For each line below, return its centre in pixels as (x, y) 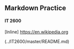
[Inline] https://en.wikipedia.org (37, 32)
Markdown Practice (35, 8)
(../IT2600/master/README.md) (37, 41)
